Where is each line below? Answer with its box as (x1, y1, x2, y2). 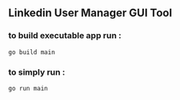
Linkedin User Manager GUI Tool (8, 6, 173, 20)
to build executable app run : (8, 30, 122, 41)
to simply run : (8, 67, 66, 78)
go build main (8, 48, 56, 56)
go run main (8, 84, 48, 92)
